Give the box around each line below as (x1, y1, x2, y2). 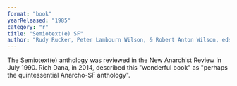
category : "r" (7, 23, 49, 30)
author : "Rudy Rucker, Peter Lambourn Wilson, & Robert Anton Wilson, (7, 37, 219, 44)
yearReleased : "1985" (7, 17, 71, 24)
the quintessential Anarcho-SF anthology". (7, 71, 130, 80)
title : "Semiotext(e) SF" (7, 30, 83, 37)
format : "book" (7, 10, 52, 18)
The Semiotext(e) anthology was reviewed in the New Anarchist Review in (7, 56, 222, 64)
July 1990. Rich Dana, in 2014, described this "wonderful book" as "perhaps (7, 63, 228, 72)
